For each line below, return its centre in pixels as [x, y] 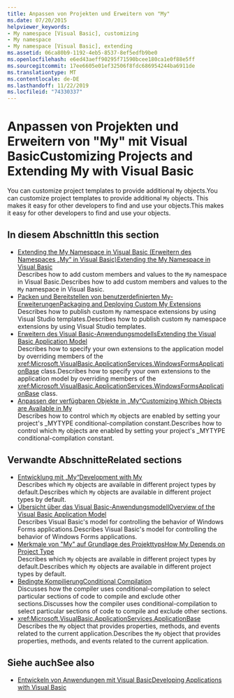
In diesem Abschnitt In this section [83, 235]
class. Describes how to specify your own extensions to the [126, 371]
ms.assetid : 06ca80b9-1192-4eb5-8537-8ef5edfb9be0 [82, 53]
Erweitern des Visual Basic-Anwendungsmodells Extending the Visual [117, 334]
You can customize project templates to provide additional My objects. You [112, 191]
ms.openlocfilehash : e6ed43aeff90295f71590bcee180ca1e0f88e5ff [101, 60]
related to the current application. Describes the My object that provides [119, 633]
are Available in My [45, 408]
